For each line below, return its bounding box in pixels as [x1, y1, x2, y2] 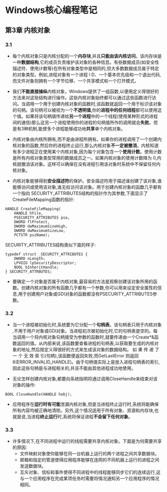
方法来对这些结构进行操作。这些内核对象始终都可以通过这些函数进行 [12, 94, 152, 100]
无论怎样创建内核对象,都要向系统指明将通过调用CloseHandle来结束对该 [12, 376, 158, 382]
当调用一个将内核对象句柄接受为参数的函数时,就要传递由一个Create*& [12, 334, 155, 340]
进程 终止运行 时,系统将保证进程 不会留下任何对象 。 [31, 413, 133, 420]
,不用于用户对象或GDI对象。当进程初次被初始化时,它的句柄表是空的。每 [12, 328, 158, 334]
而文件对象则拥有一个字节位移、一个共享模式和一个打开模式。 [12, 78, 139, 83]
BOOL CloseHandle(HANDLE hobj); [5, 392, 72, 397]
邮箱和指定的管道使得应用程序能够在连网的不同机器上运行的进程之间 [19, 457, 160, 463]
